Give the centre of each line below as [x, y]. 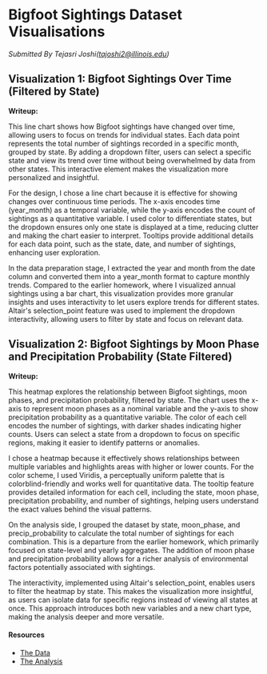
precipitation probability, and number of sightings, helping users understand [133, 500]
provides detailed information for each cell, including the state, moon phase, [134, 492]
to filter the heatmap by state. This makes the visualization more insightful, [131, 591]
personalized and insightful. [54, 177]
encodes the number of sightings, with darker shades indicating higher [125, 425]
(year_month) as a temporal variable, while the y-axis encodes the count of [132, 210]
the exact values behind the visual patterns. [80, 509]
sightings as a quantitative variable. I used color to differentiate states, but [130, 219]
